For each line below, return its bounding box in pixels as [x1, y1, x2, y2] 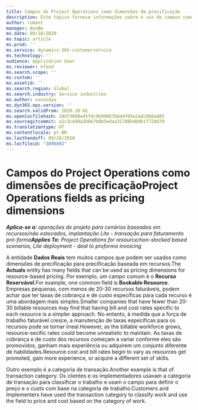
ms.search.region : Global [6, 86, 70, 92]
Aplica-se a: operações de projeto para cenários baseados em [6, 223, 161, 231]
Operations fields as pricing [6, 191, 145, 205]
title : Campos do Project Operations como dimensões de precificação [6, 8, 181, 15]
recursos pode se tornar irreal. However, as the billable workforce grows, [6, 323, 182, 330]
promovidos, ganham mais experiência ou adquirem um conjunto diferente [6, 341, 187, 349]
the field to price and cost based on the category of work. [6, 397, 147, 404]
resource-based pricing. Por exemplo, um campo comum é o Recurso [6, 273, 177, 280]
